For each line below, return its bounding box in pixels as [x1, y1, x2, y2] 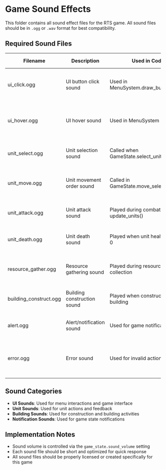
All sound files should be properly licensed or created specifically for [12, 454, 153, 460]
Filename [23, 57, 45, 64]
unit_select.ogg [7, 150, 43, 157]
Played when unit [109, 233, 150, 240]
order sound [66, 182, 95, 189]
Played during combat [109, 206, 161, 213]
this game [12, 459, 33, 465]
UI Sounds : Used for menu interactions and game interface [12, 400, 133, 406]
